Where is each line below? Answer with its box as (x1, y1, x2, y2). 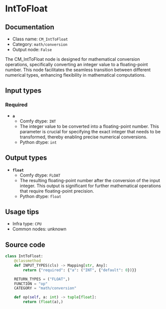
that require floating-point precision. (19, 188, 94, 194)
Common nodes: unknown (12, 226, 67, 232)
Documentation (5, 23, 55, 31)
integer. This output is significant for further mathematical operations (19, 183, 162, 189)
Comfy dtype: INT (19, 118, 56, 124)
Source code (5, 240, 46, 249)
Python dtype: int (19, 139, 57, 145)
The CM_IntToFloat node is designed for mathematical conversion (5, 56, 140, 62)
